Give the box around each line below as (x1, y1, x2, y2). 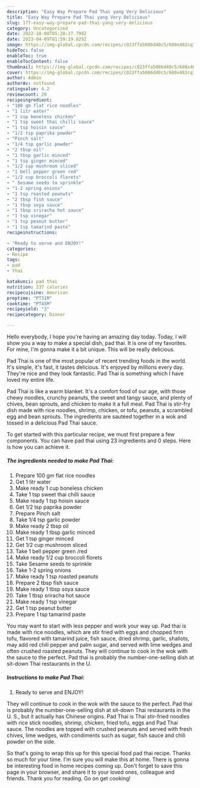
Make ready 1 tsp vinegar (15, 598, 77, 605)
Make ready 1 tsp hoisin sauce (15, 497, 90, 504)
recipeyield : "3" (7, 306, 50, 312)
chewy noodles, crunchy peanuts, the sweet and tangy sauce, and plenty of (7, 394, 192, 401)
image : (7, 42, 23, 48)
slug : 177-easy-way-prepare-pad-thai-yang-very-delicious (7, 20, 153, 26)
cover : (7, 69, 23, 75)
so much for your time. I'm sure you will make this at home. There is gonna (7, 755, 189, 763)
